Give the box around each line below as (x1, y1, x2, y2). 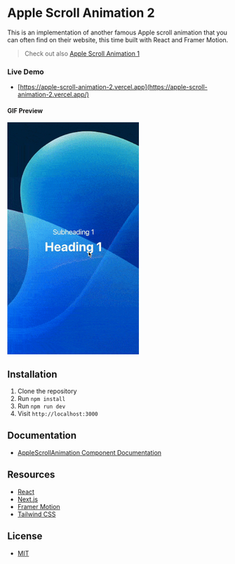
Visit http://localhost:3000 (17, 409, 98, 418)
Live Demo (7, 67, 44, 77)
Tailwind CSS (17, 510, 56, 518)
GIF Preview (7, 106, 43, 115)
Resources (7, 469, 55, 481)
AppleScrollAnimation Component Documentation (17, 448, 162, 456)
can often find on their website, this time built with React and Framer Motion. (7, 35, 229, 44)
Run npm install (17, 395, 66, 403)
